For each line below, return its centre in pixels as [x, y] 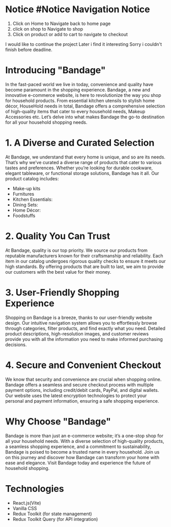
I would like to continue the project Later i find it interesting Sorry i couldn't [83, 44]
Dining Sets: [25, 204]
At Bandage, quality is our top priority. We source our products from [76, 250]
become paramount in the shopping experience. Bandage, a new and [78, 90]
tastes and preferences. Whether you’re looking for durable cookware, [79, 168]
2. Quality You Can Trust [58, 236]
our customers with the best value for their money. [58, 272]
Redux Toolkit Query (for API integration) [55, 519]
